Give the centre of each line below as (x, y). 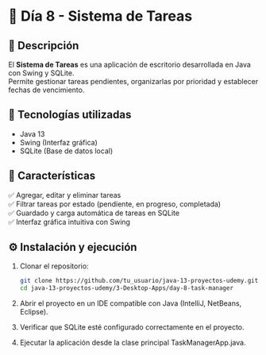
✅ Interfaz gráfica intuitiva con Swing (69, 222)
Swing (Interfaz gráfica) (58, 142)
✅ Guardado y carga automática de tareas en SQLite (94, 213)
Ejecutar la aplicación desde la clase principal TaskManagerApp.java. (133, 343)
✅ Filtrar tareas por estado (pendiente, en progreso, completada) (114, 204)
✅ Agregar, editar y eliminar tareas (65, 195)
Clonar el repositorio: (54, 266)
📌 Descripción (44, 46)
